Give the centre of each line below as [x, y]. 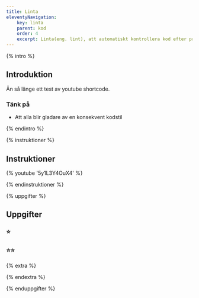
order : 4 [28, 34]
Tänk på [18, 104]
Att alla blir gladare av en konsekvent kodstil [68, 117]
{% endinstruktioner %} [35, 184]
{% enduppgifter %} [31, 289]
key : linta [30, 23]
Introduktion [30, 75]
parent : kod [31, 28]
